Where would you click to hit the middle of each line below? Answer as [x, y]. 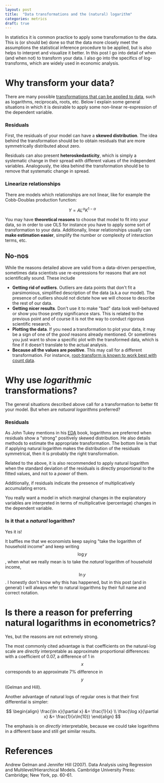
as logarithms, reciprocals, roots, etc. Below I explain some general [73, 102]
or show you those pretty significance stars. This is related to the [78, 314]
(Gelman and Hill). [23, 687]
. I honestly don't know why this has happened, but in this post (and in [76, 582]
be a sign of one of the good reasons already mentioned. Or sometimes [84, 334]
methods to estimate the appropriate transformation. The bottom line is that [81, 443]
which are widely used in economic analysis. [74, 63]
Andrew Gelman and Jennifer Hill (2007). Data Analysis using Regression [79, 764]
